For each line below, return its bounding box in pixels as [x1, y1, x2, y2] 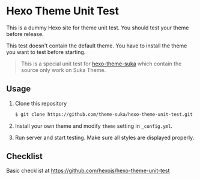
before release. [6, 30, 44, 37]
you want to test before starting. [6, 48, 86, 55]
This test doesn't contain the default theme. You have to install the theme [6, 42, 187, 49]
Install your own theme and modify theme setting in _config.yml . [14, 122, 173, 130]
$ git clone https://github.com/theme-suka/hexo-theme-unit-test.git [14, 111, 193, 118]
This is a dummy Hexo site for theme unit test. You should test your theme [6, 24, 189, 31]
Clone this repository [14, 100, 67, 107]
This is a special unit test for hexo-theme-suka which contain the [20, 60, 182, 67]
